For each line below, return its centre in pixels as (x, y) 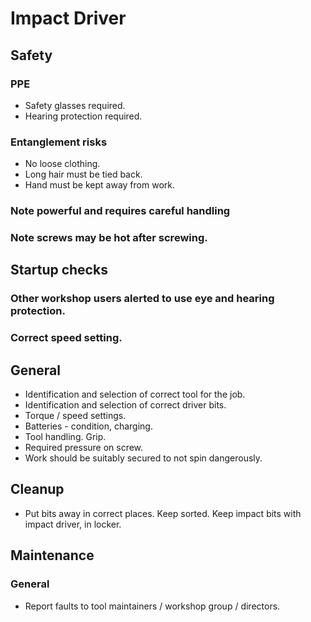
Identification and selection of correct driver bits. (125, 405)
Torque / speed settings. (75, 416)
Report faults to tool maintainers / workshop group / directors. (152, 606)
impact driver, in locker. (73, 524)
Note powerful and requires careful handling (120, 211)
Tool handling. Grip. (65, 437)
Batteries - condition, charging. (88, 426)
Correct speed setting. (66, 338)
